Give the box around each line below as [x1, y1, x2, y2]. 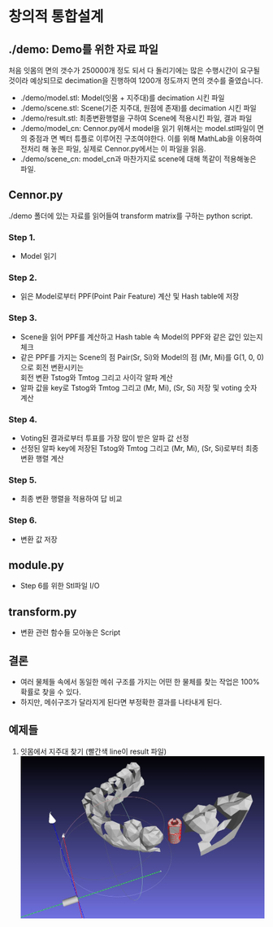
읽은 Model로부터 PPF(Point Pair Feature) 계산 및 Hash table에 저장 [19, 291, 240, 301]
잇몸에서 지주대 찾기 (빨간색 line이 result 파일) [19, 746, 167, 756]
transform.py [8, 605, 77, 619]
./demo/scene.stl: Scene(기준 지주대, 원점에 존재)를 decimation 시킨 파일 [19, 103, 258, 112]
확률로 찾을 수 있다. [19, 687, 81, 697]
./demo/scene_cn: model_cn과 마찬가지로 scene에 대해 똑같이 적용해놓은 [19, 154, 257, 164]
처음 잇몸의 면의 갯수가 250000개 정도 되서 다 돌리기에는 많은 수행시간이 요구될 [8, 66, 260, 75]
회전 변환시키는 [35, 362, 84, 372]
